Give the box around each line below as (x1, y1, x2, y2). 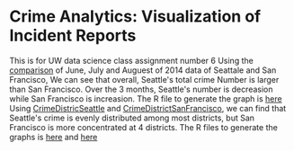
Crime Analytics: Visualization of (9, 6, 262, 27)
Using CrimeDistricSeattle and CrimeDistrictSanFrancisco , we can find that (9, 102, 287, 113)
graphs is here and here (9, 131, 98, 142)
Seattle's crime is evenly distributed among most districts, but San (9, 112, 254, 123)
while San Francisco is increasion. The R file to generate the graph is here (9, 93, 282, 104)
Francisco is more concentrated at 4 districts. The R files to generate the (9, 121, 279, 132)
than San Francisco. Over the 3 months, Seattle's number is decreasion (9, 84, 273, 94)
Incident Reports (9, 25, 137, 46)
